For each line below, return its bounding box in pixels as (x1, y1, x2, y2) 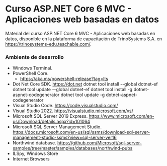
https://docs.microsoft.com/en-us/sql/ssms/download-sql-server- (12, 129, 150, 135)
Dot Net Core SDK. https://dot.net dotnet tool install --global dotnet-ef (12, 81, 158, 87)
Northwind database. (12, 140, 56, 146)
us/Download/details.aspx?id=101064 (12, 119, 91, 125)
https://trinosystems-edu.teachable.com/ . (5, 41, 92, 47)
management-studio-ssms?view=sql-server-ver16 (12, 134, 117, 141)
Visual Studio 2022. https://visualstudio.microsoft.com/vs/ (12, 108, 133, 114)
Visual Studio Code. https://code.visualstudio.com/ (12, 103, 118, 109)
